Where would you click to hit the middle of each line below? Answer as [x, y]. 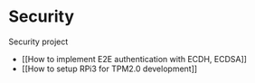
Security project [38, 41]
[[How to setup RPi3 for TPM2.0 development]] [109, 69]
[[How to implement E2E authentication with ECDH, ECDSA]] [134, 59]
